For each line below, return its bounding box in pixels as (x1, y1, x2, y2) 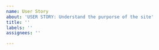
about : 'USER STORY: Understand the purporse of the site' (6, 14, 154, 20)
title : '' (6, 19, 31, 25)
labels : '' (6, 24, 33, 31)
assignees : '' (6, 30, 41, 36)
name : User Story (6, 8, 49, 15)
